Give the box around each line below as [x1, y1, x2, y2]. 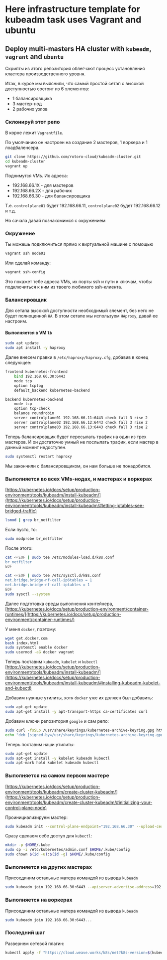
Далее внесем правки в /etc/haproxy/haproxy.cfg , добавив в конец [5, 354, 149, 360]
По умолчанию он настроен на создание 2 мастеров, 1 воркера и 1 [5, 140, 148, 146]
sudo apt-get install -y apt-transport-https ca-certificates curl [5, 709, 148, 714]
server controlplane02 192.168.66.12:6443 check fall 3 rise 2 [14, 420, 148, 425]
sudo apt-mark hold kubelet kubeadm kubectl [5, 760, 99, 766]
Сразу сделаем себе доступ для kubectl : [5, 833, 92, 839]
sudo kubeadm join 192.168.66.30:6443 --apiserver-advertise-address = [5, 885, 155, 890]
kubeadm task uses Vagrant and [5, 14, 142, 25]
